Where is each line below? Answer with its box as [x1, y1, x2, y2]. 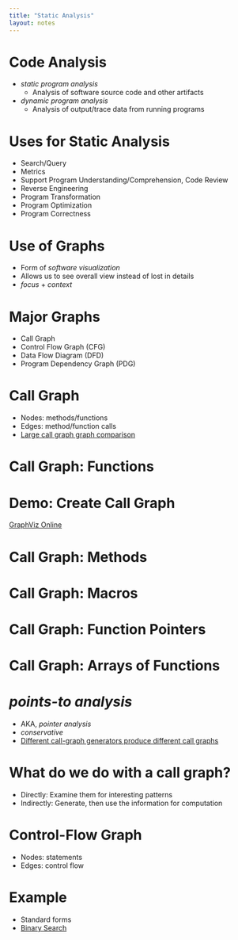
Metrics [20, 167, 46, 177]
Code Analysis [9, 53, 108, 71]
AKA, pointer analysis [20, 719, 92, 728]
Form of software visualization [20, 263, 121, 273]
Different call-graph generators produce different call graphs [20, 736, 219, 745]
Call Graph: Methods [9, 548, 148, 566]
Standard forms [20, 915, 72, 924]
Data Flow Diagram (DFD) [20, 350, 104, 361]
